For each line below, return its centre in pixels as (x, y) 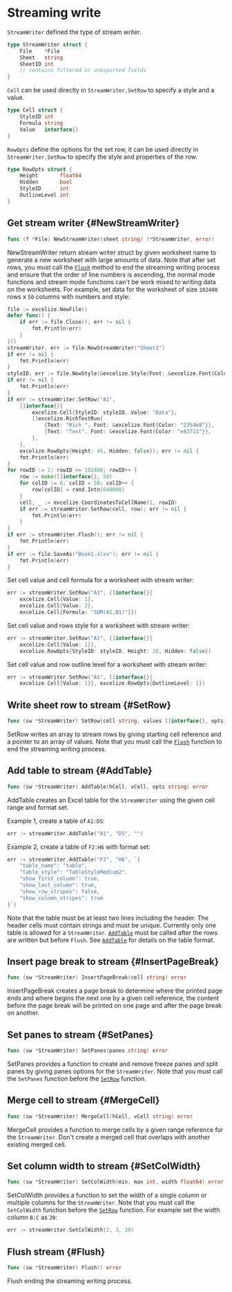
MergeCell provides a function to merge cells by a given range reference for (115, 1129)
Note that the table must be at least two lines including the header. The (108, 918)
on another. (23, 1013)
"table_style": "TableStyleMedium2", (74, 872)
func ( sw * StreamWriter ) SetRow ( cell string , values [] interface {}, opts (116, 721)
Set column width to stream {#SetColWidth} (104, 1166)
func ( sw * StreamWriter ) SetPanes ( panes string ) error (88, 1051)
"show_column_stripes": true (61, 898)
